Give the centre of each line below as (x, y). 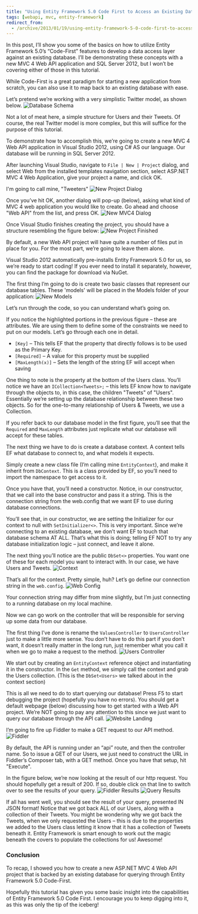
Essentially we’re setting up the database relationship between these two (95, 399)
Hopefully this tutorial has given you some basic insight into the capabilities (98, 892)
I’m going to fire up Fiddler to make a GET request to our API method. (90, 730)
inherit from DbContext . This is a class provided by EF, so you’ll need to (92, 471)
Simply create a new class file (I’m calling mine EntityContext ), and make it (97, 465)
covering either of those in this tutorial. (53, 70)
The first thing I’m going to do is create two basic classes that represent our (98, 284)
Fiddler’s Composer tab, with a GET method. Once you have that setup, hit (96, 760)
